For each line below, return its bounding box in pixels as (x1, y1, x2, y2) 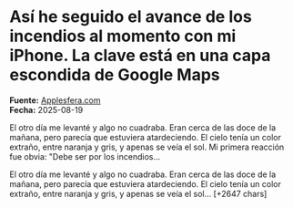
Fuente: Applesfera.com (9, 94, 101, 106)
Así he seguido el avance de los (9, 6, 252, 27)
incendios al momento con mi (9, 26, 237, 47)
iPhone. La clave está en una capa (9, 46, 271, 66)
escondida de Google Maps (9, 65, 220, 86)
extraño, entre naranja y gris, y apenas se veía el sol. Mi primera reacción (9, 141, 285, 152)
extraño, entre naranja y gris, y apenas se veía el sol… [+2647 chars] (9, 188, 268, 199)
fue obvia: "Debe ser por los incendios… (9, 151, 161, 161)
